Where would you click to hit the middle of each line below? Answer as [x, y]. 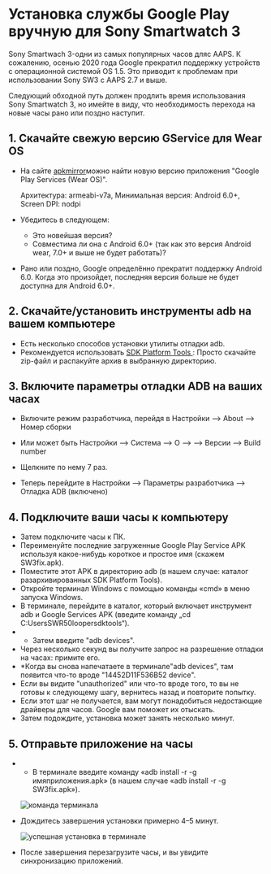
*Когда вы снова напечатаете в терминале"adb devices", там [127, 667]
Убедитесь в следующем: [65, 220]
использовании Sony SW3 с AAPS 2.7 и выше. [88, 80]
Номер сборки [45, 427]
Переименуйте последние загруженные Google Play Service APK [133, 546]
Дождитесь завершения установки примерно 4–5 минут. [119, 821]
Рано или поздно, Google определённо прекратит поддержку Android [141, 268]
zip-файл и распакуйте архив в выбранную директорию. [118, 361]
